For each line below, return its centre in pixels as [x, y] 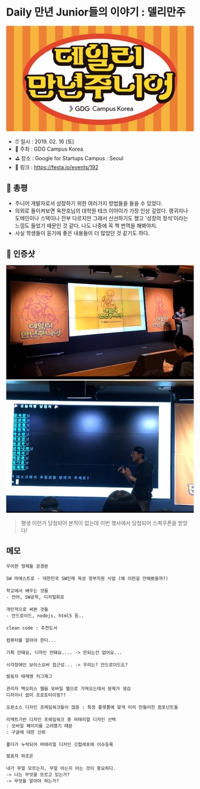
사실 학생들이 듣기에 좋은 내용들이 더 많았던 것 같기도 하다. [82, 233]
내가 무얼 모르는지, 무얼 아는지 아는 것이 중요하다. [61, 768]
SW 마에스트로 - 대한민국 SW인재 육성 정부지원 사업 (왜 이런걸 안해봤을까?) [87, 578]
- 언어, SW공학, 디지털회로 [35, 597]
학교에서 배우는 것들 [27, 591]
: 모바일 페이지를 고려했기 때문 [40, 726]
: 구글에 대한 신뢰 [26, 732]
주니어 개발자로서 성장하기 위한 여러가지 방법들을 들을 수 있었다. [88, 204]
